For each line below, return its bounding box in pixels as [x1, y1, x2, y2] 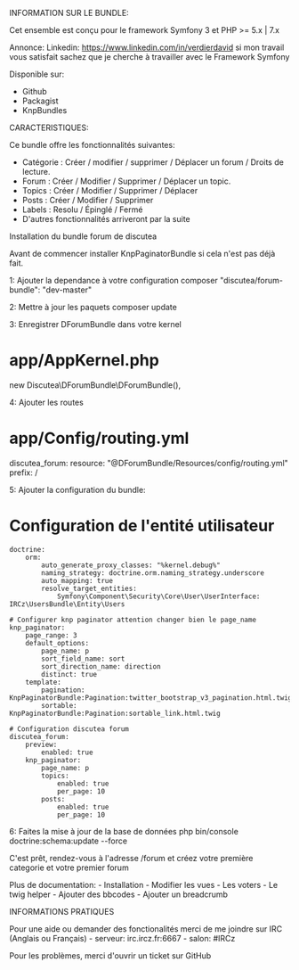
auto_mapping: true [41, 576, 114, 585]
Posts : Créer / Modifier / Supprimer [21, 195, 154, 205]
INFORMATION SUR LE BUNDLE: [9, 8, 129, 18]
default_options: [25, 638, 90, 647]
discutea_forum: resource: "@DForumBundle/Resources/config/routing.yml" [9, 457, 289, 468]
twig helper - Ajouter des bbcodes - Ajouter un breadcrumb [9, 889, 229, 900]
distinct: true [41, 670, 98, 678]
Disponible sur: [9, 69, 65, 79]
